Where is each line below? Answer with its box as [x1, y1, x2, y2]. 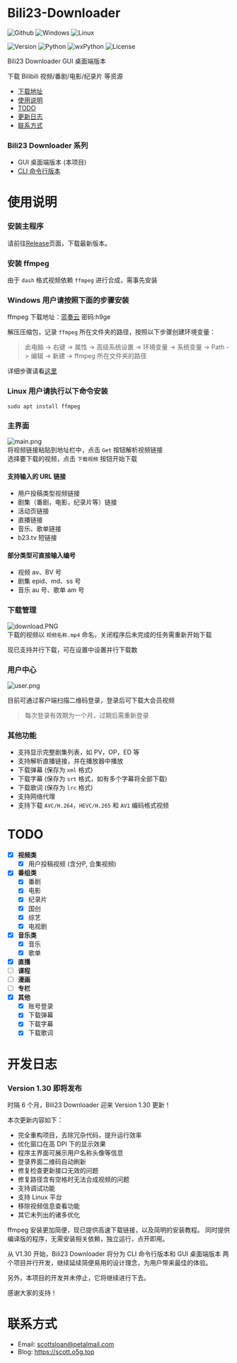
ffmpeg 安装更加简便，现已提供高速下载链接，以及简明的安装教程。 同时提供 [7, 1225, 231, 1234]
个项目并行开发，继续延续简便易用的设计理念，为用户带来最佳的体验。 [7, 1258, 212, 1267]
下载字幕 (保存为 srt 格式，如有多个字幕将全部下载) [17, 774, 168, 783]
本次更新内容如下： [7, 1116, 64, 1124]
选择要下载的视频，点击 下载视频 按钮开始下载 [7, 454, 138, 462]
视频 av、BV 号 [17, 568, 62, 577]
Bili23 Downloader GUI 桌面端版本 [7, 57, 106, 65]
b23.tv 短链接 [17, 533, 57, 542]
